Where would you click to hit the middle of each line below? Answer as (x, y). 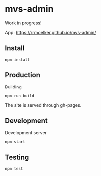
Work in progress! (23, 23)
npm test (14, 169)
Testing (17, 157)
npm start (15, 142)
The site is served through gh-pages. (43, 105)
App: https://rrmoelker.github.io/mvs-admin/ (50, 32)
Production (23, 75)
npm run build (20, 96)
